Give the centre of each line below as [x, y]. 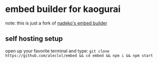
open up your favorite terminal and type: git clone [57, 50]
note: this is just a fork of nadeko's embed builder [56, 23]
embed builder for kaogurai [63, 9]
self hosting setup [34, 39]
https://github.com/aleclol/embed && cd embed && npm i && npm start [79, 55]
